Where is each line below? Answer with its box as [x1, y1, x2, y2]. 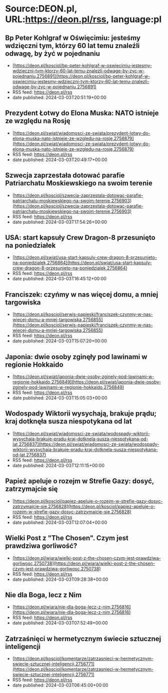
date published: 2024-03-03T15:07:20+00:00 [12, 338, 107, 344]
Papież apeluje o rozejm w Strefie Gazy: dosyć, [5, 477, 154, 486]
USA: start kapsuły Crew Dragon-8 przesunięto [5, 233, 156, 242]
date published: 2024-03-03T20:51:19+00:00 [12, 95, 106, 100]
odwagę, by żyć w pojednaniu [5, 49, 100, 58]
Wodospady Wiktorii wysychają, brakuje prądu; [5, 409, 156, 418]
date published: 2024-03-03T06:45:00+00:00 [12, 682, 108, 688]
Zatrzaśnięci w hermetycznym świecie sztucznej [5, 634, 161, 643]
